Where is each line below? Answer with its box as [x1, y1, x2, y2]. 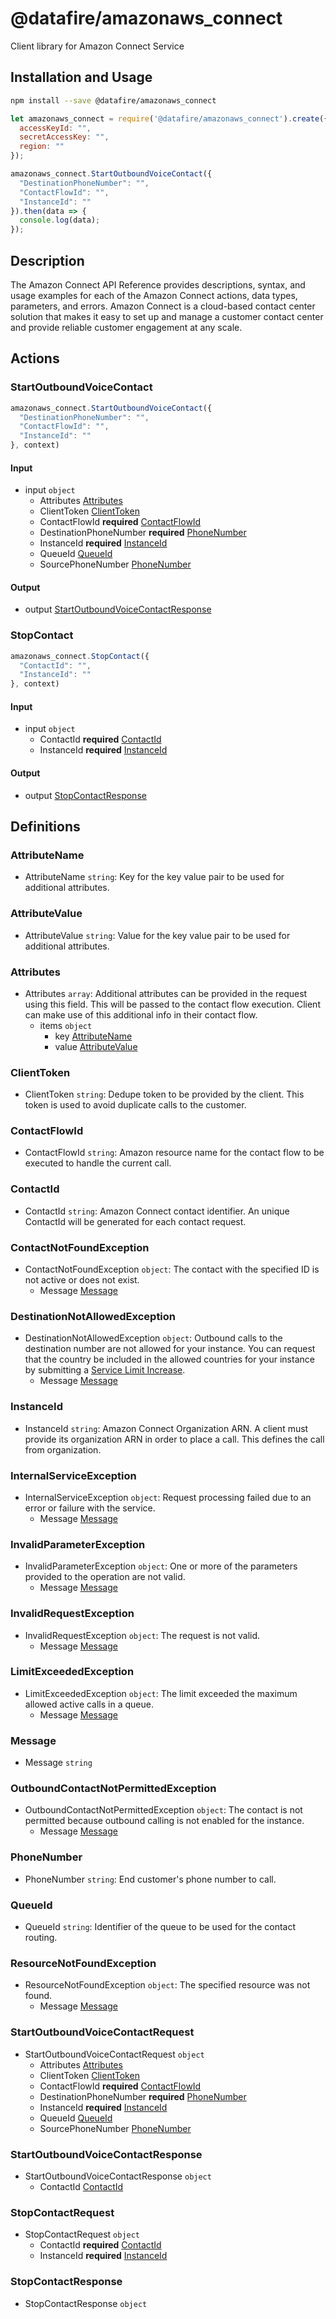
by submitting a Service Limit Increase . [24, 1364, 186, 1376]
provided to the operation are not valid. [24, 1571, 186, 1583]
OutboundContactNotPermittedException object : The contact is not [24, 1804, 303, 1816]
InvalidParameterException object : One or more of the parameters [24, 1560, 298, 1572]
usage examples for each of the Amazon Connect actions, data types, [10, 289, 298, 301]
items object [39, 1019, 93, 1031]
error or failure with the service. [24, 1502, 156, 1514]
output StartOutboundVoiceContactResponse [24, 603, 212, 616]
